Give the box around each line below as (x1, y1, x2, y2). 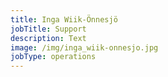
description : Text (10, 33, 87, 43)
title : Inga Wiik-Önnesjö (10, 14, 118, 25)
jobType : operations (10, 52, 97, 62)
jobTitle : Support (10, 24, 87, 34)
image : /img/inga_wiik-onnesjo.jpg (10, 42, 159, 53)
